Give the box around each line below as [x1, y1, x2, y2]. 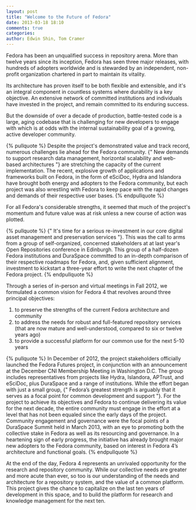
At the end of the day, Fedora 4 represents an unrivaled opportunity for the [6, 460, 187, 467]
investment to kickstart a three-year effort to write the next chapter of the [6, 265, 183, 272]
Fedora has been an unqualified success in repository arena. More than [6, 52, 178, 59]
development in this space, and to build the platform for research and [6, 491, 173, 498]
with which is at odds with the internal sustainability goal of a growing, [6, 124, 176, 131]
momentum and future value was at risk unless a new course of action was [6, 210, 187, 217]
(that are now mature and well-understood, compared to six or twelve [14, 325, 183, 332]
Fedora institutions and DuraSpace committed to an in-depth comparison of [6, 252, 189, 259]
